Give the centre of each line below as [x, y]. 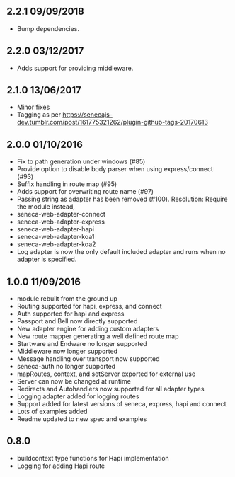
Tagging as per [39, 115]
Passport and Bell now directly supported [77, 321]
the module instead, [46, 207]
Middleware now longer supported [67, 351]
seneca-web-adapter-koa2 [56, 244]
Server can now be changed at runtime [74, 381]
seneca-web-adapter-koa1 [56, 237]
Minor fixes [33, 107]
